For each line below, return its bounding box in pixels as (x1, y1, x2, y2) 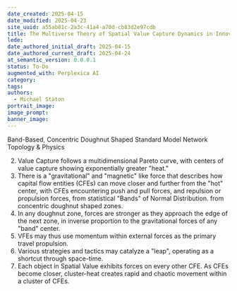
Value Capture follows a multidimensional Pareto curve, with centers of (17, 156, 224, 165)
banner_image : (7, 115, 49, 122)
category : (7, 76, 37, 84)
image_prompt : (7, 109, 49, 116)
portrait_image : (7, 103, 55, 110)
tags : (7, 83, 23, 90)
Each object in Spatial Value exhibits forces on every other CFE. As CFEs (17, 261, 229, 270)
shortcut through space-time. (17, 254, 104, 263)
